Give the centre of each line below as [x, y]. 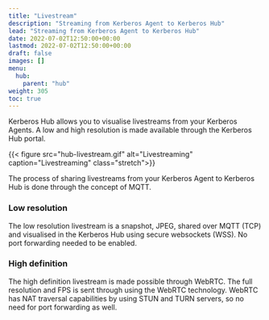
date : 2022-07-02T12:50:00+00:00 [64, 38]
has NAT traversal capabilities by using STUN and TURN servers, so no [126, 298]
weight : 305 [28, 91]
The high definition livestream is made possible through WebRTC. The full [130, 281]
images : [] [27, 61]
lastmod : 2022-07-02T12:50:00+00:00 [70, 46]
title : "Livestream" [43, 16]
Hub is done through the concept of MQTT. [80, 187]
